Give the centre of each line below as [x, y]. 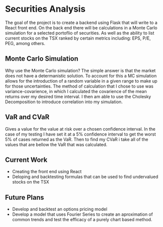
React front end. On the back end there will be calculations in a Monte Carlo [81, 27]
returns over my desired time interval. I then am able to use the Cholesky [78, 96]
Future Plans [25, 197]
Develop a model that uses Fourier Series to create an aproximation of [82, 214]
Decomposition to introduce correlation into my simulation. [64, 102]
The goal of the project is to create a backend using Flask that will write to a [81, 23]
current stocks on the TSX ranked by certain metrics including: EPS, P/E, [78, 38]
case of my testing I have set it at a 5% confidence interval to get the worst [81, 134]
